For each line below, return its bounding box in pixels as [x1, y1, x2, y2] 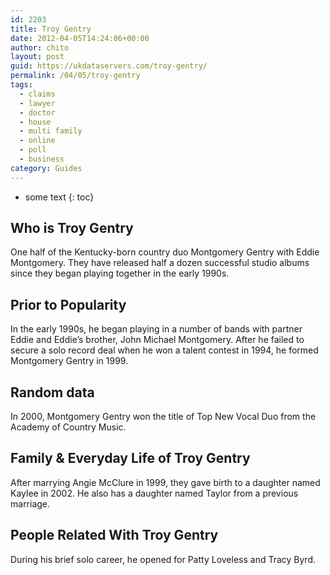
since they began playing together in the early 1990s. [10, 267, 230, 280]
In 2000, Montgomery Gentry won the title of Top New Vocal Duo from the [10, 411, 317, 423]
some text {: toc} [24, 191, 95, 203]
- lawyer [19, 98, 56, 108]
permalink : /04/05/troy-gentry [10, 71, 141, 81]
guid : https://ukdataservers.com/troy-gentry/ [10, 61, 208, 71]
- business [19, 154, 65, 164]
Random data [10, 384, 95, 401]
